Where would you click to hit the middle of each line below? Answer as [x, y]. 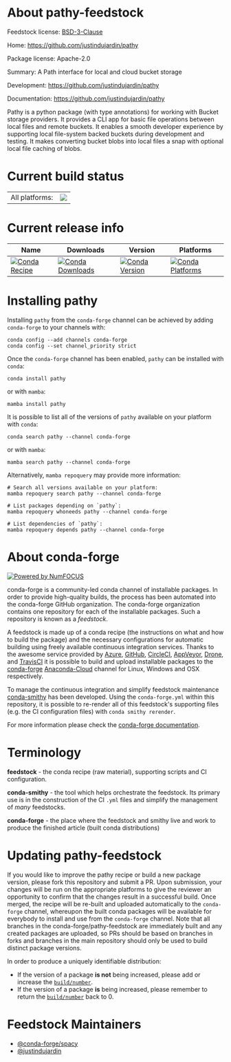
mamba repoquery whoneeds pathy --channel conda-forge [87, 511]
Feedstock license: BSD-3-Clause [55, 32]
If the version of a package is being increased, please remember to [112, 989]
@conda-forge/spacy [47, 1043]
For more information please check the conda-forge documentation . [104, 724]
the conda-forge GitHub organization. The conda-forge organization [104, 604]
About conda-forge [63, 557]
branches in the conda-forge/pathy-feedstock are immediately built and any [114, 926]
